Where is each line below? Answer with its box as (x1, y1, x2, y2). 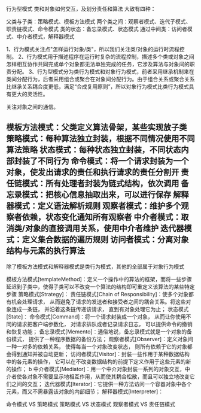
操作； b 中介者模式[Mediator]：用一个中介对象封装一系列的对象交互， (11, 365, 185, 372)
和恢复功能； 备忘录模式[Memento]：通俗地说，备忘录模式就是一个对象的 (6, 328, 187, 335)
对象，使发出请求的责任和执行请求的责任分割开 (6, 167, 179, 178)
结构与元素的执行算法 (6, 246, 85, 256)
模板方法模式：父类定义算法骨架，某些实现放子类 (6, 122, 187, 133)
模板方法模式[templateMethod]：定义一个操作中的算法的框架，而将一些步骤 (6, 275, 193, 283)
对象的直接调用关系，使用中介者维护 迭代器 (25, 223, 184, 233)
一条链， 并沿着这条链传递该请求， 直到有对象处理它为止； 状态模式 (22, 305, 189, 312)
